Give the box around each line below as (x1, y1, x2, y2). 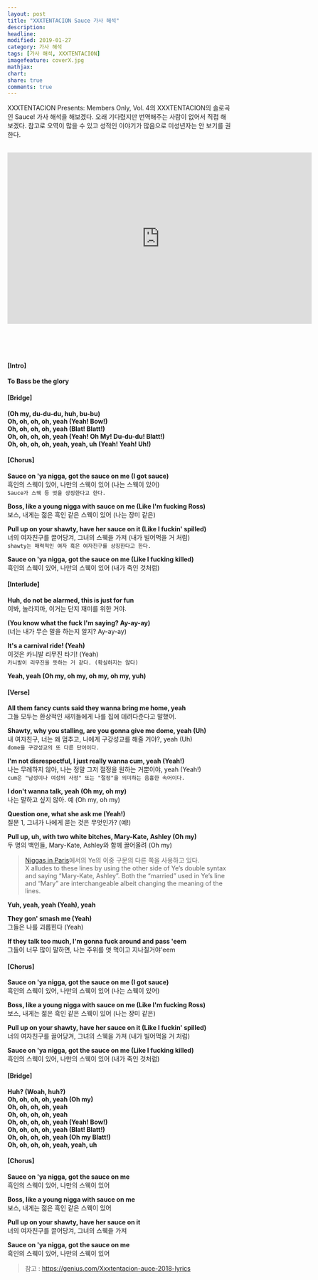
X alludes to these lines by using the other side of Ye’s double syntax (24, 864, 226, 873)
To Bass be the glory (7, 377, 70, 385)
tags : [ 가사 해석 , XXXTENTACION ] (7, 51, 101, 58)
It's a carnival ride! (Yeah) (7, 642, 85, 650)
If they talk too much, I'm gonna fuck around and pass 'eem (7, 937, 187, 946)
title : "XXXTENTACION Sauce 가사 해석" (7, 17, 120, 24)
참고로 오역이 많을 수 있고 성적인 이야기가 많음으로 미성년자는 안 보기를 (28, 122, 224, 130)
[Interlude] (7, 580, 40, 588)
